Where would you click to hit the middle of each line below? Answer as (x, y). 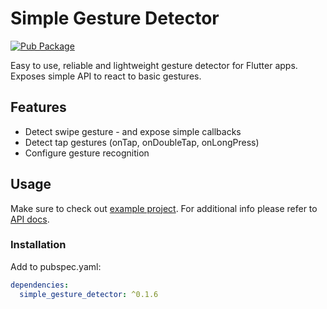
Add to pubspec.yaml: (56, 266)
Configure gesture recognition (87, 153)
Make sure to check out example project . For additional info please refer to (164, 208)
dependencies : (40, 285)
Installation (38, 245)
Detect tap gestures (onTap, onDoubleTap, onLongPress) (142, 142)
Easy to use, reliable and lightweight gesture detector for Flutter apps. (154, 65)
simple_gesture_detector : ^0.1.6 (89, 294)
